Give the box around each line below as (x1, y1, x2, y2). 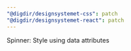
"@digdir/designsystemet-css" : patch (6, 10, 118, 17)
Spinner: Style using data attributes (6, 36, 110, 44)
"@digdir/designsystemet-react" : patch (6, 17, 125, 24)
